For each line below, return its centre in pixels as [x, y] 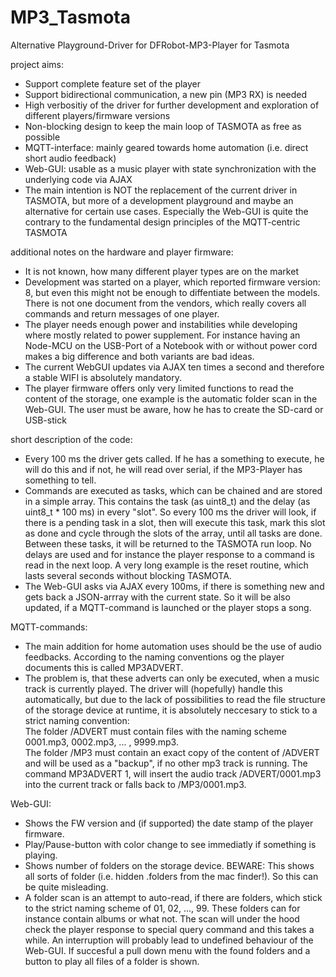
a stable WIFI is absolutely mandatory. [103, 377]
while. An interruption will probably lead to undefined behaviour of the [169, 940]
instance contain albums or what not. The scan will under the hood [162, 918]
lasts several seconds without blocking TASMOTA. [128, 575]
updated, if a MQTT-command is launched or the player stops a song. [168, 607]
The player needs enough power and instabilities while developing [161, 324]
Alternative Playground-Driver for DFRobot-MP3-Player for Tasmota [150, 45]
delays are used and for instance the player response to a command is [169, 554]
